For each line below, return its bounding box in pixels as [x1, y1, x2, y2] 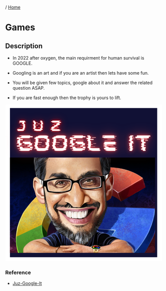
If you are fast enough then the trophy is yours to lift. [12, 95, 121, 101]
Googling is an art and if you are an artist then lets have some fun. [12, 70, 149, 76]
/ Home [5, 5, 21, 10]
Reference [5, 269, 31, 276]
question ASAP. [12, 85, 45, 91]
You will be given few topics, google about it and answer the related [12, 80, 153, 86]
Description [5, 42, 43, 50]
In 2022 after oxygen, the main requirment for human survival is [12, 55, 144, 61]
